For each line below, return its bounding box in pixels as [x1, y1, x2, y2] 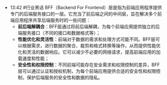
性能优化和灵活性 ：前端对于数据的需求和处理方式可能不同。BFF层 [17, 36, 156, 42]
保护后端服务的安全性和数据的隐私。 [26, 74, 103, 80]
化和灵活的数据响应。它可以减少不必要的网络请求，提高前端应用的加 [17, 49, 161, 55]
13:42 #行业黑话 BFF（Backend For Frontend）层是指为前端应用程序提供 [10, 5, 162, 10]
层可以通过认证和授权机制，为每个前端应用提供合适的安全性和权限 [17, 68, 156, 74]
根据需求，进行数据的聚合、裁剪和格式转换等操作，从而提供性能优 [22, 43, 161, 48]
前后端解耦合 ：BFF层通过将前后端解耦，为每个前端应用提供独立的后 [17, 23, 160, 30]
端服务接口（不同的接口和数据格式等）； [17, 30, 101, 36]
